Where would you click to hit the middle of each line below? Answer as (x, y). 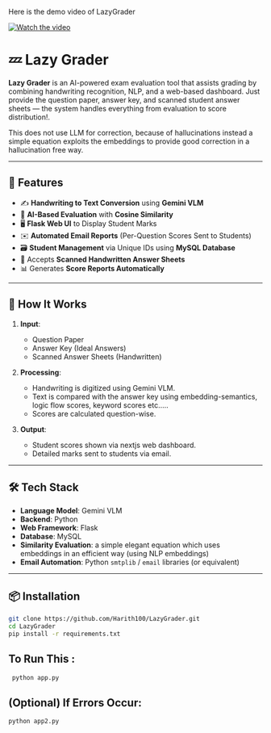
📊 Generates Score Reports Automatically (92, 268)
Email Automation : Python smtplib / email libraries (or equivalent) (130, 562)
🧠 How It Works (48, 305)
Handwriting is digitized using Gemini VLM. (104, 387)
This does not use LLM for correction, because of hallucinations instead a (131, 132)
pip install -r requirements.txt (65, 634)
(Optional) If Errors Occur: (75, 703)
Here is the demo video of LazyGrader (72, 12)
